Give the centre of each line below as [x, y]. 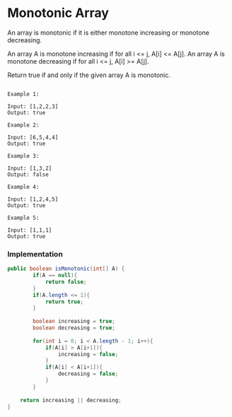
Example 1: [23, 94]
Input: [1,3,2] [30, 168]
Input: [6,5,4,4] [33, 137]
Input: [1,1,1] [30, 230]
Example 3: [23, 156]
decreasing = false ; [88, 374]
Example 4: [23, 187]
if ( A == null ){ [55, 276]
